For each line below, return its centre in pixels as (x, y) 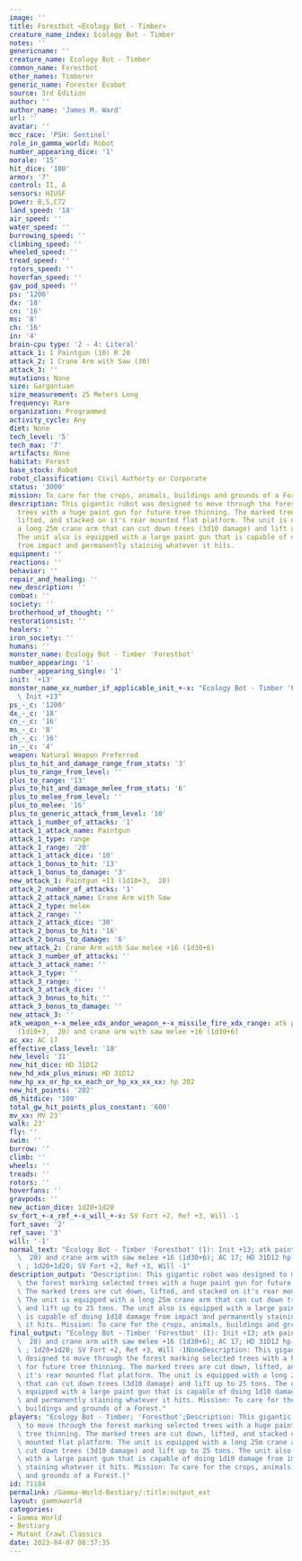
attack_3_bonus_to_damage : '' (66, 1007)
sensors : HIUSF (38, 194)
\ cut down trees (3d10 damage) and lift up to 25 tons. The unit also (155, 1451)
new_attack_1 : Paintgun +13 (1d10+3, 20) (90, 881)
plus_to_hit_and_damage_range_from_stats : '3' (98, 763)
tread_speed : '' (40, 261)
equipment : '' (36, 554)
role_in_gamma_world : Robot (62, 143)
